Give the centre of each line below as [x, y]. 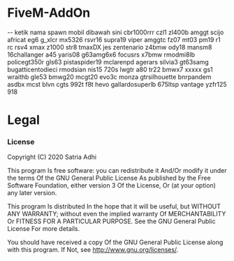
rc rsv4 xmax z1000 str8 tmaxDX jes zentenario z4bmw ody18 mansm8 [110, 47]
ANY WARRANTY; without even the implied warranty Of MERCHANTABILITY [117, 214]
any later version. [32, 193]
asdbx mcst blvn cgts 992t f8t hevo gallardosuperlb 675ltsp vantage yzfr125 [117, 84]
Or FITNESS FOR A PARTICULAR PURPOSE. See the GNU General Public [111, 221]
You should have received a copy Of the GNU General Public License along [115, 242]
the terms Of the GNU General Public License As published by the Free [109, 178]
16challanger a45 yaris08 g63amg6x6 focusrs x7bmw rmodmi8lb [101, 55]
